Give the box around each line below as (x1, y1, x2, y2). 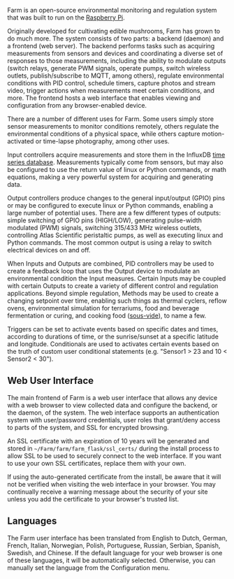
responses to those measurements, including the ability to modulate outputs (7, 57, 226, 65)
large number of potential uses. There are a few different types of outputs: (7, 209, 221, 217)
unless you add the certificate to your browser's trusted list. (7, 494, 180, 503)
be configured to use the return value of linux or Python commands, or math (7, 166, 227, 173)
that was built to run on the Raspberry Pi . (7, 13, 126, 22)
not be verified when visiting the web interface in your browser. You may (7, 480, 217, 488)
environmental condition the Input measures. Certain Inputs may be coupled (7, 274, 226, 283)
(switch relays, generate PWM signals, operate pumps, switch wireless (7, 64, 211, 72)
